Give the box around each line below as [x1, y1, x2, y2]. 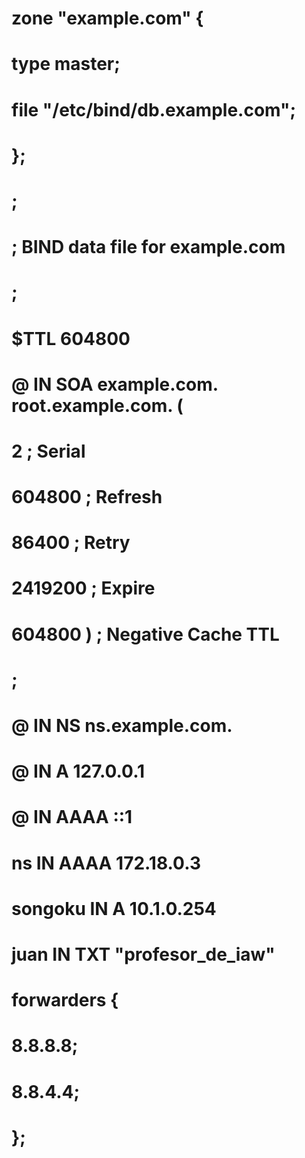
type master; [11, 53, 121, 76]
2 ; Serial [11, 440, 86, 462]
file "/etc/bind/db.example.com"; [11, 98, 297, 121]
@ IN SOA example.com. [11, 373, 219, 396]
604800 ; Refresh [11, 486, 163, 509]
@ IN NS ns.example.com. [11, 715, 233, 737]
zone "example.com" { [11, 7, 204, 30]
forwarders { [11, 989, 119, 1012]
